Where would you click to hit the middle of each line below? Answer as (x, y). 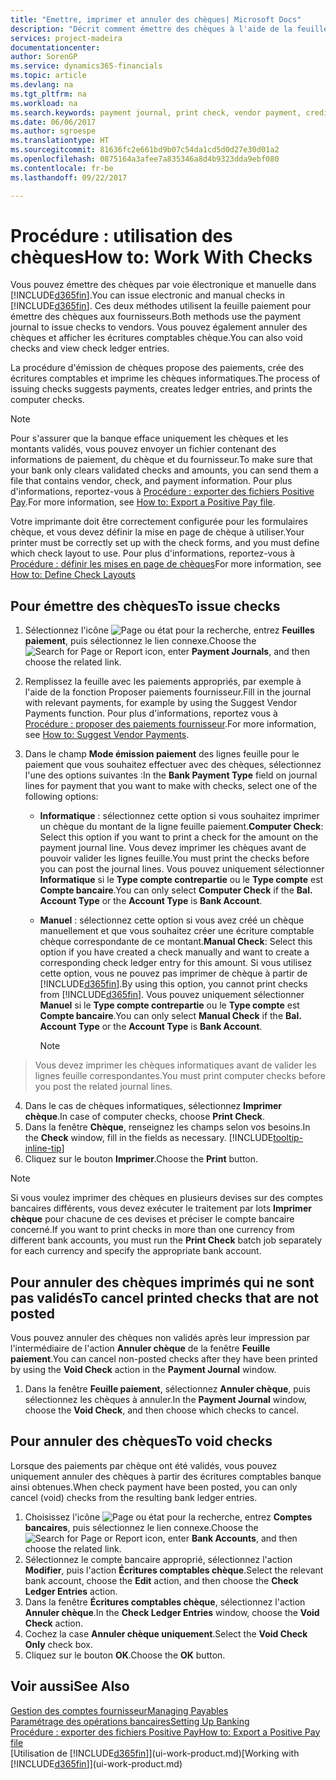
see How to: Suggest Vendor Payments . (107, 735)
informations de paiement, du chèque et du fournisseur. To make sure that (161, 460)
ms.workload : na (44, 103)
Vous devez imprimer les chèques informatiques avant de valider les (175, 1065)
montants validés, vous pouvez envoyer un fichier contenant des (143, 449)
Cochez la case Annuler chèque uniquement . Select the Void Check (166, 1633)
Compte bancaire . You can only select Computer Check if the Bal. (176, 890)
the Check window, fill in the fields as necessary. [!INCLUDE (149, 1138)
